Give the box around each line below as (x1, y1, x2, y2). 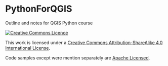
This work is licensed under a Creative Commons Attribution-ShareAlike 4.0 (5, 39, 163, 46)
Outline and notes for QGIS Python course (5, 20, 93, 26)
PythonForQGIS (5, 3, 72, 15)
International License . (5, 45, 51, 51)
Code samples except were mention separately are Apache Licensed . (5, 54, 150, 61)
